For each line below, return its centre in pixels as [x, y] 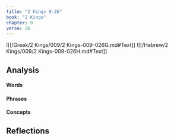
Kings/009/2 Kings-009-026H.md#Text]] [57, 52]
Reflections [28, 131]
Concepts [18, 112]
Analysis [23, 70]
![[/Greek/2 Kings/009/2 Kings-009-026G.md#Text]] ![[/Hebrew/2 [87, 45]
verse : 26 [18, 28]
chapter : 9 [20, 23]
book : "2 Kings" [26, 17]
